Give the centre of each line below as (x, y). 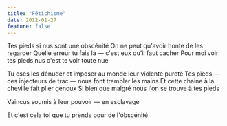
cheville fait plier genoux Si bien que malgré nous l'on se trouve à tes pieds (113, 88)
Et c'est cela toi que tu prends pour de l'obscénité (78, 115)
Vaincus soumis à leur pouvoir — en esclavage (73, 102)
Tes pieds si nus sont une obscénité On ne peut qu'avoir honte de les (105, 46)
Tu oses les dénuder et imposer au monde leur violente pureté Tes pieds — (113, 74)
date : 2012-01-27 (32, 20)
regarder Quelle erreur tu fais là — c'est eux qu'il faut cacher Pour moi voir (113, 53)
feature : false (29, 26)
